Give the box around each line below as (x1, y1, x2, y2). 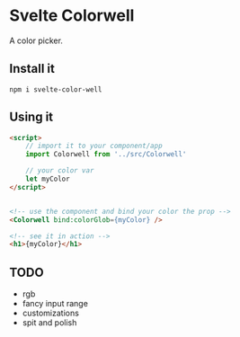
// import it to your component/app (25, 141, 164, 151)
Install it (9, 61, 56, 76)
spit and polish (22, 317, 77, 328)
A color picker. (9, 35, 63, 46)
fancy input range (22, 298, 88, 309)
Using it (9, 110, 54, 125)
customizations (22, 307, 79, 319)
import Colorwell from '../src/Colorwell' (25, 150, 187, 159)
